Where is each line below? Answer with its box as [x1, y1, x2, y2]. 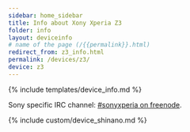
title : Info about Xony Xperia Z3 [8, 19, 123, 27]
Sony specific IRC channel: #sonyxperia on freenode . [8, 100, 182, 109]
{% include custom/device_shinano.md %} [8, 115, 148, 125]
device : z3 [8, 63, 44, 71]
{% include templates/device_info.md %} [8, 85, 142, 94]
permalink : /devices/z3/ [8, 56, 90, 64]
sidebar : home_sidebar [8, 11, 83, 20]
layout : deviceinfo [8, 33, 73, 42]
